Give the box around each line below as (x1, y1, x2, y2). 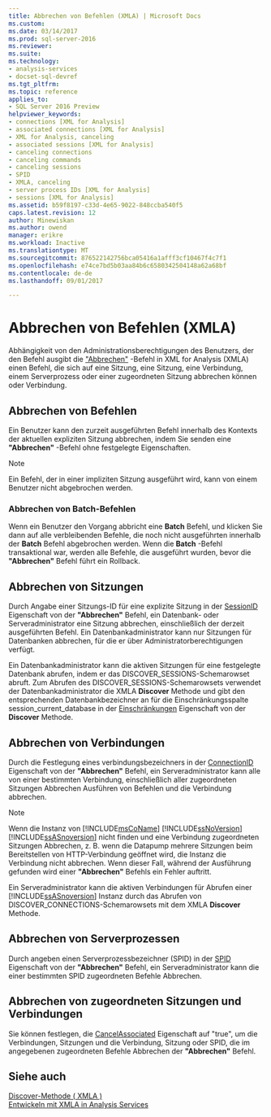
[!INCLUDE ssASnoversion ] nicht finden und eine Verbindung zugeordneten (8, 831, 260, 842)
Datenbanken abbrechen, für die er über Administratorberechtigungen (8, 636, 243, 646)
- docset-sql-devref (8, 72, 79, 81)
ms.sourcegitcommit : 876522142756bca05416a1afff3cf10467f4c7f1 (8, 254, 227, 262)
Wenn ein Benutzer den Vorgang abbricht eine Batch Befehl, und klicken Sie (8, 521, 263, 531)
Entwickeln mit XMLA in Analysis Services (8, 1100, 148, 1110)
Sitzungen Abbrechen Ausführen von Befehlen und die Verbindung (8, 783, 232, 793)
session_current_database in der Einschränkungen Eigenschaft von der (8, 704, 246, 713)
